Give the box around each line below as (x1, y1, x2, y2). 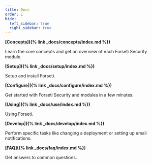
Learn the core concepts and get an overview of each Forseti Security (5, 49, 148, 55)
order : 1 (5, 12, 23, 17)
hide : (5, 16, 16, 21)
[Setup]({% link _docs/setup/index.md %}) (5, 64, 95, 69)
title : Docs (5, 7, 30, 12)
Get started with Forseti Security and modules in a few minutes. (5, 92, 134, 98)
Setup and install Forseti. (5, 73, 56, 79)
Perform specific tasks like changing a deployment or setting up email (5, 130, 147, 136)
